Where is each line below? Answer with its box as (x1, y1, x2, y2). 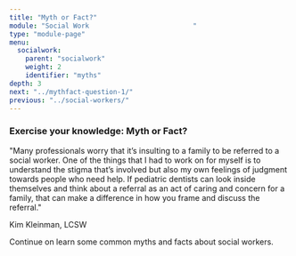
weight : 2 (25, 63, 62, 72)
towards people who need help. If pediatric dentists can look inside (9, 173, 256, 184)
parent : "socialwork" (25, 54, 105, 63)
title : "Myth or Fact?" (9, 12, 98, 22)
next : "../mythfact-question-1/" (9, 87, 134, 96)
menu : (9, 37, 29, 47)
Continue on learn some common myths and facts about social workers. (9, 236, 274, 247)
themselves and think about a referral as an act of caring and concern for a (9, 183, 285, 194)
